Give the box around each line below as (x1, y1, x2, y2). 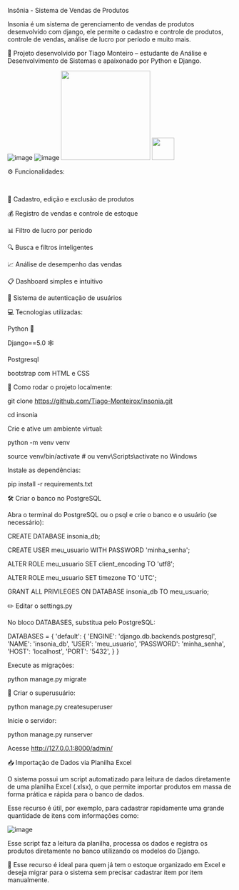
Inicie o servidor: (7, 716, 57, 724)
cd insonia (7, 411, 38, 419)
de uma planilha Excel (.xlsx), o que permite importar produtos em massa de (7, 782, 232, 791)
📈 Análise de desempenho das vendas (7, 260, 123, 269)
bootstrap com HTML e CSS (7, 369, 91, 377)
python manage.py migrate (7, 675, 87, 683)
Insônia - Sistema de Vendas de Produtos (7, 6, 130, 14)
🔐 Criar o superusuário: (7, 689, 76, 697)
